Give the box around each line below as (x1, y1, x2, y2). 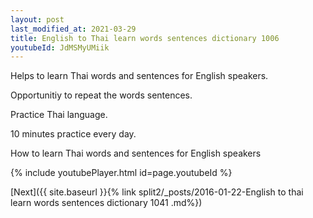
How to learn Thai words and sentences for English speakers (10, 147, 262, 160)
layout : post (10, 14, 65, 25)
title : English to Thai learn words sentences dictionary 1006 (10, 33, 280, 43)
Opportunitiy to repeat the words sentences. (10, 89, 193, 101)
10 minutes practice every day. (10, 128, 137, 140)
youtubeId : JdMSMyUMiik (10, 42, 110, 53)
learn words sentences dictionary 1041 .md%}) (10, 197, 203, 209)
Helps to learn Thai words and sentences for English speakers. (10, 70, 269, 82)
